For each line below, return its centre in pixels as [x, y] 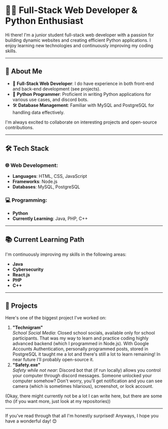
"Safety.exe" [26, 365]
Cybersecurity [28, 269]
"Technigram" [28, 328]
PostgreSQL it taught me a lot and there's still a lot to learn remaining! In [86, 354]
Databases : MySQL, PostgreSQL [46, 187]
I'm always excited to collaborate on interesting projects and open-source [81, 122]
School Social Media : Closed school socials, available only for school [83, 333]
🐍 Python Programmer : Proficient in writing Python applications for [82, 94]
